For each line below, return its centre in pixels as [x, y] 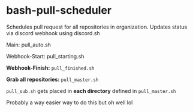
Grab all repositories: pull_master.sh [52, 79]
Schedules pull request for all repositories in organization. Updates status [97, 27]
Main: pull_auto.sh [28, 45]
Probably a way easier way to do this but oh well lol [70, 102]
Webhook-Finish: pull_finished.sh [50, 68]
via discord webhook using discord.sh [53, 33]
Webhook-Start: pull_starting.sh [45, 56]
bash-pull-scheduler [59, 10]
